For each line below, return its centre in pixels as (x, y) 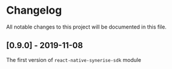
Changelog (34, 10)
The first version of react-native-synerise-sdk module (74, 59)
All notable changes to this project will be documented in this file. (87, 27)
